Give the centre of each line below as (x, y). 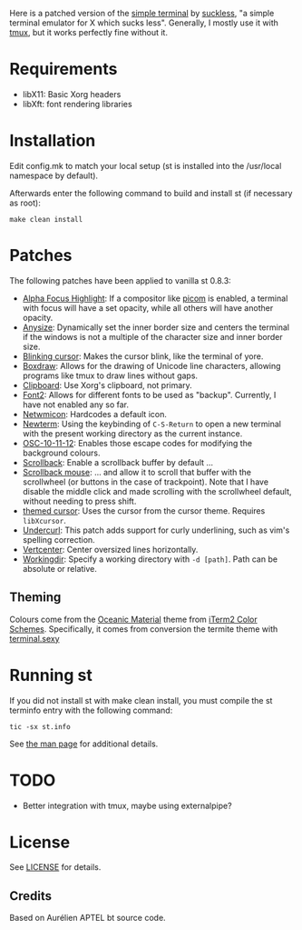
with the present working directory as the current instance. (132, 433)
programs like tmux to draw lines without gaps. (110, 375)
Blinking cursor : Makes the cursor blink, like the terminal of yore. (143, 356)
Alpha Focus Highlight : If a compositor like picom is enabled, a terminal (155, 298)
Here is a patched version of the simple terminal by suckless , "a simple (142, 13)
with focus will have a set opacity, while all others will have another (148, 307)
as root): (25, 203)
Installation (53, 141)
